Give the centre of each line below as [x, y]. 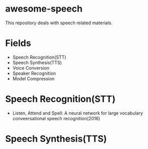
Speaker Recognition [34, 73]
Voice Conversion [31, 68]
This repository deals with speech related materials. [59, 23]
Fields [18, 43]
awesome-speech [44, 9]
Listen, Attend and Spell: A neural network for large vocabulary [78, 113]
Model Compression [33, 78]
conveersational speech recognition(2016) [56, 118]
